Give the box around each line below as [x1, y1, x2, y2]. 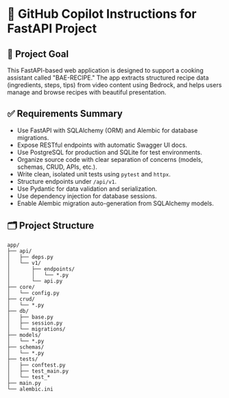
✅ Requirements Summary [7, 108, 123, 119]
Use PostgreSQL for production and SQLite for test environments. [16, 148, 202, 156]
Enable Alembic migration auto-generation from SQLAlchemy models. [16, 199, 215, 207]
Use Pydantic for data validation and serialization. [16, 185, 158, 193]
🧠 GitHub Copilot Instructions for [7, 6, 197, 22]
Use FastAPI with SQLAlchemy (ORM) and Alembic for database [16, 126, 198, 134]
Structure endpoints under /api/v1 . [16, 177, 117, 185]
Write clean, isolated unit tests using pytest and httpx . [16, 169, 171, 178]
